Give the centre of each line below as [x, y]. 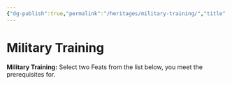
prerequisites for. [31, 74]
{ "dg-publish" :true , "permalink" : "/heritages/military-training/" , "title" [116, 13]
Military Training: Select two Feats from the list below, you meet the [105, 67]
